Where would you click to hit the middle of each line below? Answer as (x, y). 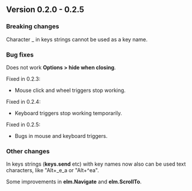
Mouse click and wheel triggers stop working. (70, 90)
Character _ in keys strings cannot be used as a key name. (77, 39)
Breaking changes (33, 27)
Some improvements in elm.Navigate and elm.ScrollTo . (74, 182)
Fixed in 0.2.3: (23, 78)
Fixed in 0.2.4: (24, 101)
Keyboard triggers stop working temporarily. (68, 113)
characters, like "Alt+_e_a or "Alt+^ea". (52, 170)
